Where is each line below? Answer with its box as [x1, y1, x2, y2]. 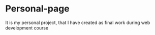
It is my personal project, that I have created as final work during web [5, 19, 150, 25]
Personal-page [5, 3, 70, 14]
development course [5, 24, 49, 30]
